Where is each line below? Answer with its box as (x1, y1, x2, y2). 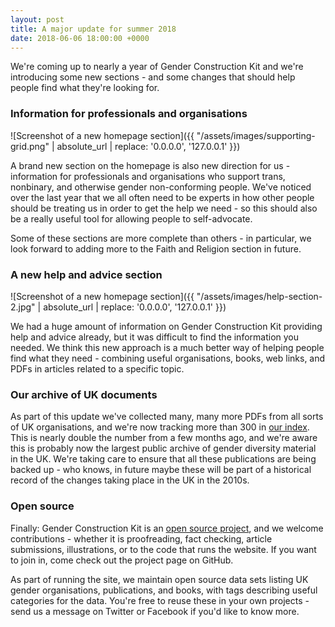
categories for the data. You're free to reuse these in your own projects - (10, 594, 310, 606)
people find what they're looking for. (10, 82, 160, 94)
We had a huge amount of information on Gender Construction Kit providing (10, 320, 323, 332)
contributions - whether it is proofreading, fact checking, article (10, 532, 273, 545)
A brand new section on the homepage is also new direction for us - (10, 159, 291, 171)
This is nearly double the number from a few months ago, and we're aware (10, 432, 318, 444)
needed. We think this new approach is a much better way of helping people (10, 341, 325, 353)
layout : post (10, 14, 65, 25)
